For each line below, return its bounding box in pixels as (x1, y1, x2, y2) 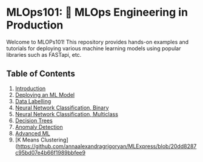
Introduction (15, 85, 46, 92)
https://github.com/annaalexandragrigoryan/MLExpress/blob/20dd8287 (17, 142, 197, 150)
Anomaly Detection (15, 123, 64, 131)
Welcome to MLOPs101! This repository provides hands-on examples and (6, 38, 189, 45)
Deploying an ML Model (15, 91, 75, 99)
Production (6, 18, 64, 32)
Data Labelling (15, 97, 52, 105)
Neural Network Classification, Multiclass (15, 110, 118, 117)
